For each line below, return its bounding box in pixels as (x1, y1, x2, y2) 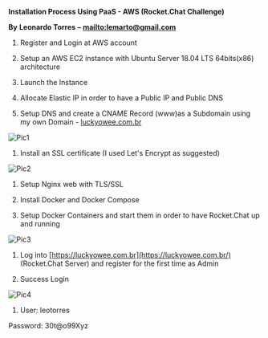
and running (19, 219, 60, 228)
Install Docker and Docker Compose (19, 195, 140, 204)
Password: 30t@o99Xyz (8, 321, 88, 330)
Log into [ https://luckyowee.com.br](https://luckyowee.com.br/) (19, 250, 231, 259)
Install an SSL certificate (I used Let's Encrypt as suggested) (19, 149, 221, 157)
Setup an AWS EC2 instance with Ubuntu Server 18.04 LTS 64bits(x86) (19, 54, 254, 63)
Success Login (19, 275, 70, 283)
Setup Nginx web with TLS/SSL (19, 180, 124, 189)
